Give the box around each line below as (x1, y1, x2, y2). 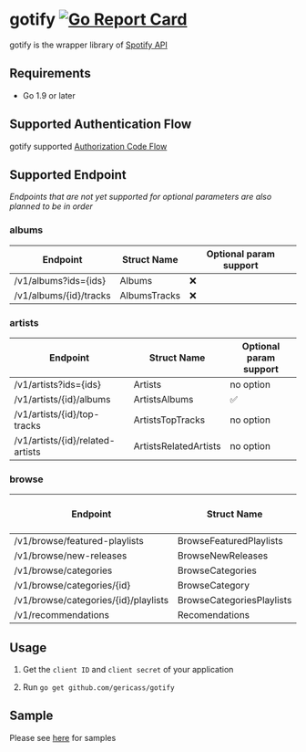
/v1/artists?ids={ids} (14, 378, 102, 391)
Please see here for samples (9, 732, 117, 743)
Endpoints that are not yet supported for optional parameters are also (9, 192, 272, 203)
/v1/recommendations (14, 609, 109, 621)
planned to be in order (9, 201, 94, 212)
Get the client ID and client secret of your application (22, 664, 234, 675)
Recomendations (177, 609, 250, 621)
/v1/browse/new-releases (14, 549, 127, 562)
